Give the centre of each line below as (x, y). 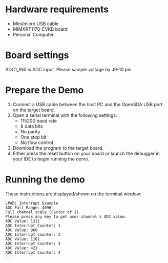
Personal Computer (33, 34)
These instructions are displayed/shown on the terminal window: (73, 194)
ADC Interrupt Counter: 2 (33, 234)
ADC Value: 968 (22, 230)
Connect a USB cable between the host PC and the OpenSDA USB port (88, 104)
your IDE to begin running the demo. (51, 159)
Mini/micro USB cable (36, 24)
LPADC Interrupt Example (32, 203)
